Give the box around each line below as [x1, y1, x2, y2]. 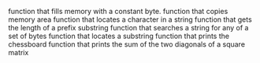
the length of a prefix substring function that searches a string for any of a [8, 23, 249, 32]
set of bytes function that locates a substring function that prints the [8, 31, 230, 40]
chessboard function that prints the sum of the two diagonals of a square [8, 40, 246, 49]
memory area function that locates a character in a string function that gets [8, 15, 252, 24]
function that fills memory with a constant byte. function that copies [8, 7, 228, 16]
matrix [8, 48, 29, 57]
